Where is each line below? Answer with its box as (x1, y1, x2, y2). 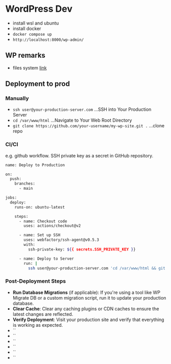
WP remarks (5, 51, 46, 60)
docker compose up (12, 32, 52, 37)
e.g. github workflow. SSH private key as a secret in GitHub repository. (5, 152, 154, 158)
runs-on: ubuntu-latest (14, 204, 65, 210)
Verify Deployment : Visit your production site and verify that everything (12, 316, 164, 323)
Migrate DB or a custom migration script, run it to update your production (12, 294, 166, 301)
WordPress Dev (5, 3, 72, 15)
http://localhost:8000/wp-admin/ (12, 37, 84, 42)
